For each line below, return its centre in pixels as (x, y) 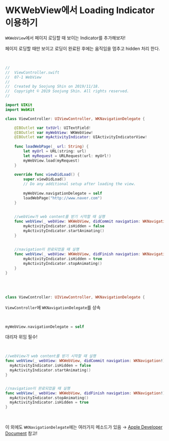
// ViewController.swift (32, 72)
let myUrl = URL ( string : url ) (55, 152)
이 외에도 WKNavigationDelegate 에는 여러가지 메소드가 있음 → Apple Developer (84, 427)
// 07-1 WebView (23, 77)
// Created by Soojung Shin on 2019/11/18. (53, 87)
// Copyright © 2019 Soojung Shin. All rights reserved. (67, 91)
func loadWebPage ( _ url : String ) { (52, 146)
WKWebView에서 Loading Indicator (80, 10)
